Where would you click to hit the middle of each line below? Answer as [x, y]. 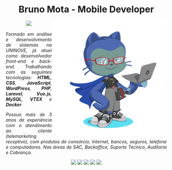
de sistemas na [29, 45]
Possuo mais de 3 [29, 114]
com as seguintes [29, 72]
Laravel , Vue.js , [29, 93]
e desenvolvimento [29, 39]
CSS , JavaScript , [29, 83]
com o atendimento [29, 125]
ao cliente [29, 131]
